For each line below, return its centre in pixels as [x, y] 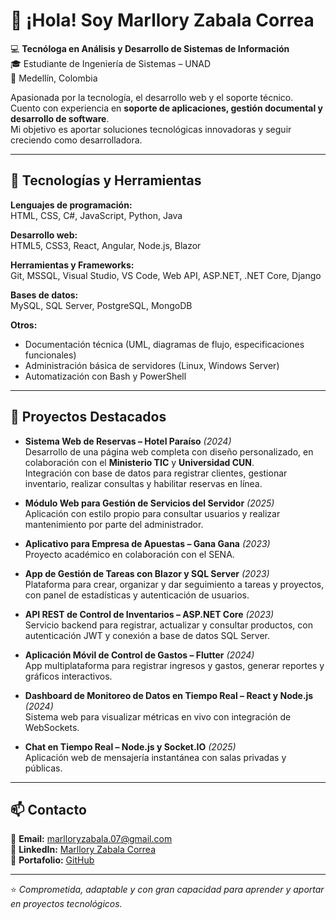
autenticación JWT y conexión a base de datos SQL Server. [147, 635]
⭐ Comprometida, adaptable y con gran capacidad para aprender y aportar [167, 890]
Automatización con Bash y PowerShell [105, 376]
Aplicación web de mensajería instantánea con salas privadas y [155, 757]
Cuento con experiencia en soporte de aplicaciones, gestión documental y [167, 108]
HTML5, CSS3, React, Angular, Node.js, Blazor [106, 245]
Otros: [24, 325]
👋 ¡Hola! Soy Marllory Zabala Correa [162, 20]
